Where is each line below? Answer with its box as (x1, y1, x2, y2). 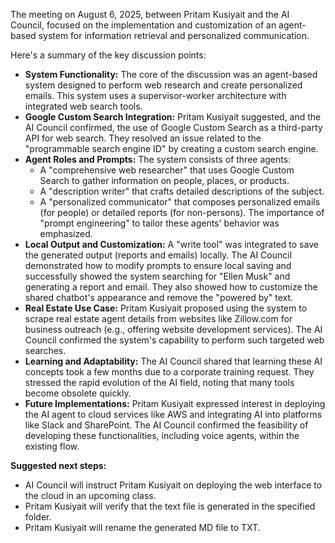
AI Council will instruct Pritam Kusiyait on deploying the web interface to (24, 479, 323, 491)
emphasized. (39, 228, 93, 239)
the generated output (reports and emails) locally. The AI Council (24, 249, 293, 261)
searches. (24, 345, 67, 356)
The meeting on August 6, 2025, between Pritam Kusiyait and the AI (10, 9, 290, 20)
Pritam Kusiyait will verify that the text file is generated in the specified (24, 500, 316, 512)
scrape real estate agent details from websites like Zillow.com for (24, 313, 293, 324)
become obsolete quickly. (24, 387, 132, 399)
